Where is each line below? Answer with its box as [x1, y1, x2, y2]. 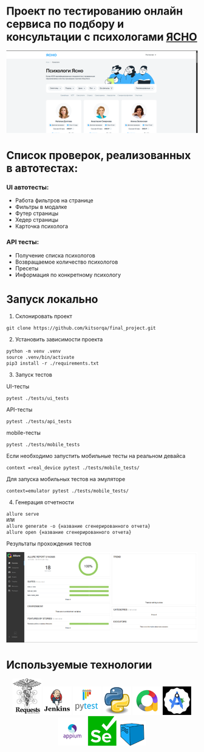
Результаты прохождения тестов [6, 539, 92, 547]
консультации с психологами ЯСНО [6, 30, 197, 44]
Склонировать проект [15, 312, 73, 320]
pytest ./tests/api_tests [6, 418, 72, 425]
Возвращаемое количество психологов [15, 258, 118, 265]
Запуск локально [6, 292, 98, 306]
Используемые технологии [6, 658, 152, 672]
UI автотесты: [6, 183, 49, 192]
